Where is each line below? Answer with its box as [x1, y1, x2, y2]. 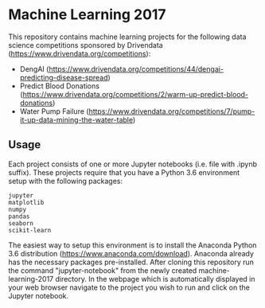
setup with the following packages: [8, 176, 123, 185]
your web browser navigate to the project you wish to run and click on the [8, 283, 251, 292]
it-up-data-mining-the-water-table [19, 115, 134, 124]
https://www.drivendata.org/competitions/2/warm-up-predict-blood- [22, 89, 249, 99]
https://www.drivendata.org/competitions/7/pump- [88, 106, 255, 116]
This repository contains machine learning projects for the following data [8, 32, 247, 41]
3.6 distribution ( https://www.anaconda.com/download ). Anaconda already [8, 248, 255, 258]
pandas [8, 212, 30, 220]
